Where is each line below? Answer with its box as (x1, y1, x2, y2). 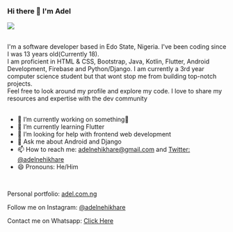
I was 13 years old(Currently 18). (7, 50, 99, 59)
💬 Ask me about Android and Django (17, 137, 122, 146)
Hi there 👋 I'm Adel (7, 6, 72, 16)
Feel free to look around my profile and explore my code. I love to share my (7, 87, 223, 95)
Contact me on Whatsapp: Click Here (7, 217, 114, 225)
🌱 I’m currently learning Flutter (17, 123, 105, 131)
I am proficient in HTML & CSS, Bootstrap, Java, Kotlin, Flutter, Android (7, 57, 210, 65)
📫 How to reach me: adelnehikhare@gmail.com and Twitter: (17, 146, 191, 154)
